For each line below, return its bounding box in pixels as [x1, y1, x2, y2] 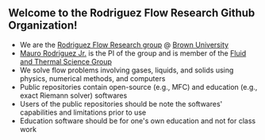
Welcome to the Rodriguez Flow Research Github [8, 6, 255, 20]
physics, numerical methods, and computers [19, 73, 166, 83]
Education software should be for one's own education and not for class [19, 115, 256, 126]
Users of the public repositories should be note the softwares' [19, 99, 223, 108]
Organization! [8, 19, 78, 33]
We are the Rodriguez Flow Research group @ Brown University [19, 40, 229, 49]
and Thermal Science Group [19, 56, 113, 66]
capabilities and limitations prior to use [19, 107, 147, 117]
